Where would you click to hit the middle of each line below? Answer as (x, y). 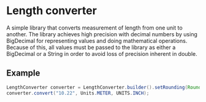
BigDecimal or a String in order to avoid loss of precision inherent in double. (102, 53)
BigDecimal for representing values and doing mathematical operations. (97, 41)
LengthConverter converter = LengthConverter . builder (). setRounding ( (97, 87)
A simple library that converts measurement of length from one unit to (94, 28)
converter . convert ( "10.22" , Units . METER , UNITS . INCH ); (78, 93)
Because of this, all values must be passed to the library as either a (91, 47)
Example (23, 73)
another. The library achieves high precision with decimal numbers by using (102, 34)
